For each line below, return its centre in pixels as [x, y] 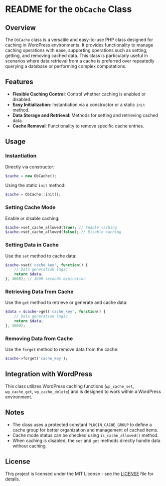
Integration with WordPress [49, 374]
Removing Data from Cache [39, 338]
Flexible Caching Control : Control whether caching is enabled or [79, 94]
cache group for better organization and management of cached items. [85, 430]
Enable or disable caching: [32, 218]
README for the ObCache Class [69, 9]
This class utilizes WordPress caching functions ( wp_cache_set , [70, 386]
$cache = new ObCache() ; [31, 176]
